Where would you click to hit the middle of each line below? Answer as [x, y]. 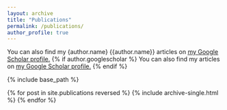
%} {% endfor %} [32, 100]
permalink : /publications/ [45, 26]
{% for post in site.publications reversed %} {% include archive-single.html [113, 93]
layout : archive [30, 13]
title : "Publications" [39, 20]
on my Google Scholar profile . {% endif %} [67, 66]
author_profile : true [38, 32]
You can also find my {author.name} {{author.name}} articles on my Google [113, 52]
